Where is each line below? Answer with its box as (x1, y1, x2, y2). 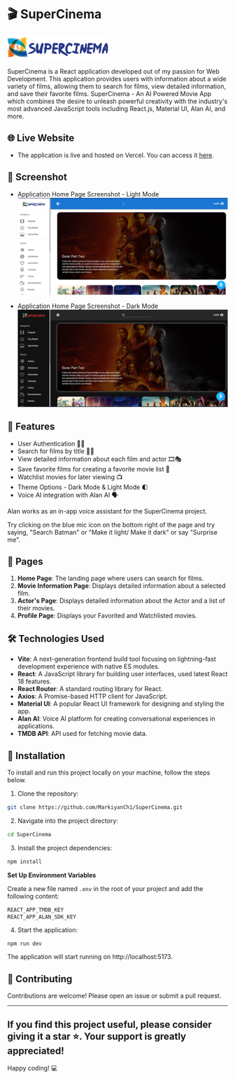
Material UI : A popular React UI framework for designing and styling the (17, 699, 225, 708)
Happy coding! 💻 (7, 1064, 58, 1073)
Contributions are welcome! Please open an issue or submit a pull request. (7, 991, 222, 1000)
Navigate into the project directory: (17, 816, 119, 825)
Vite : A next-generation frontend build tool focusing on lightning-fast (17, 655, 217, 664)
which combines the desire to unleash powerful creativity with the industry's (7, 97, 228, 105)
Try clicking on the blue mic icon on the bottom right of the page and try (7, 521, 215, 529)
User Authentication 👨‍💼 (17, 439, 85, 448)
